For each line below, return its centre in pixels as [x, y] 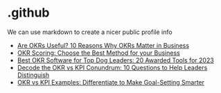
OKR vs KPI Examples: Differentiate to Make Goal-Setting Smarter [111, 82]
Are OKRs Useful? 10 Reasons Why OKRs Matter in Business [103, 45]
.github [28, 13]
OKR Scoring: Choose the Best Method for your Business [98, 53]
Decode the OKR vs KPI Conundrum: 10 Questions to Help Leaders [112, 67]
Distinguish [33, 75]
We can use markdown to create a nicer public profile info [90, 32]
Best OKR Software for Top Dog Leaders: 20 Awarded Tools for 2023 [116, 60]
